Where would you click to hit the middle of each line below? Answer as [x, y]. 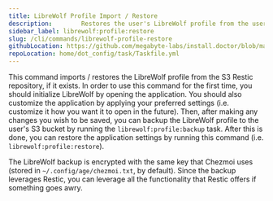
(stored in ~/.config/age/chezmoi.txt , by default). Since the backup [122, 170]
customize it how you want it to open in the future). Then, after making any [133, 111]
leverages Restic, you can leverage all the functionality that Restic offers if [132, 179]
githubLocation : [36, 46]
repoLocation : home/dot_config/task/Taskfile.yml [94, 54]
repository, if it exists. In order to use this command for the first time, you [130, 85]
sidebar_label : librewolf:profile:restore [81, 31]
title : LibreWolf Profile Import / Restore [83, 16]
